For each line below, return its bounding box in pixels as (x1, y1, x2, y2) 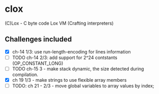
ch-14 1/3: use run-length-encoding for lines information (12, 48, 131, 54)
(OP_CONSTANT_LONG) (12, 60, 63, 66)
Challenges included (5, 35, 72, 44)
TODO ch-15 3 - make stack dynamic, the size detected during (12, 65, 144, 72)
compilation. (12, 71, 39, 78)
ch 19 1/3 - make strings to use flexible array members (12, 77, 127, 83)
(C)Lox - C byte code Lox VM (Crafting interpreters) (5, 20, 114, 26)
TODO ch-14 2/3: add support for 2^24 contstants (12, 54, 118, 61)
